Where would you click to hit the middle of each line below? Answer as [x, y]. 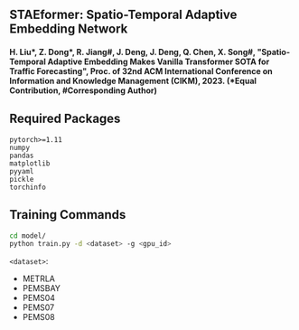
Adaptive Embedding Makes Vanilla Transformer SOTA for [159, 61]
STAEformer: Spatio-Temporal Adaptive [123, 15]
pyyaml [22, 171]
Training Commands [68, 215]
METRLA [39, 278]
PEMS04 [39, 298]
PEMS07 [38, 307]
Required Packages [65, 119]
